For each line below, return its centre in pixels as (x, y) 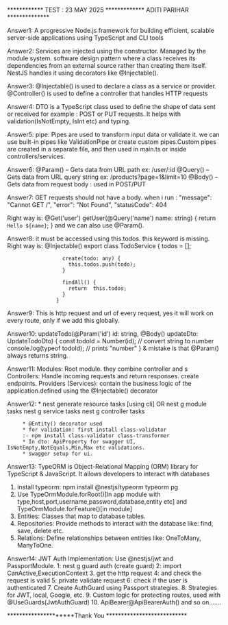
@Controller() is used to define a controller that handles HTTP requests (107, 93)
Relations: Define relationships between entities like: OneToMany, (109, 538)
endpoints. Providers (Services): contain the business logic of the (99, 383)
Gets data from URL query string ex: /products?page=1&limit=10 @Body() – (113, 177)
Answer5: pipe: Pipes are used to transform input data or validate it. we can (114, 134)
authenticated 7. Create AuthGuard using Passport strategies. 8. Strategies (112, 588)
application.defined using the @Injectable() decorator (83, 391)
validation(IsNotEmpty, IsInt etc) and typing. (69, 121)
